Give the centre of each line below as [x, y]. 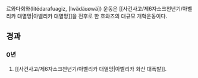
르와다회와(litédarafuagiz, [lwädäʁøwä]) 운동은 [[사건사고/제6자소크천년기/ [95, 9]
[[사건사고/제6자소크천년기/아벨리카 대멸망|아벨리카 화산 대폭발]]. [91, 69]
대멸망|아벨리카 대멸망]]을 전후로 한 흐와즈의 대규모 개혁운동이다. [92, 16]
